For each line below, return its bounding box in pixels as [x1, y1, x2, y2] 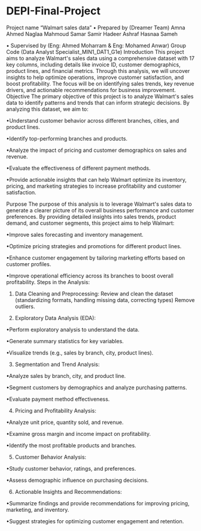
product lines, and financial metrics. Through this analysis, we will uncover [6, 67, 190, 74]
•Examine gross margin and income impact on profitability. [6, 430, 151, 437]
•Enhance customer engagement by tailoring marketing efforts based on [6, 254, 185, 261]
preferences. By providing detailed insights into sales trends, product [6, 213, 176, 220]
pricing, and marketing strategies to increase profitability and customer [6, 182, 181, 190]
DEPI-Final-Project [6, 4, 100, 18]
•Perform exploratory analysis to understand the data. [6, 326, 139, 333]
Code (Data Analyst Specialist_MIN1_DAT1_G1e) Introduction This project [6, 48, 184, 55]
